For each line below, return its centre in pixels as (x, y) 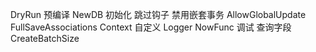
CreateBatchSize (45, 38)
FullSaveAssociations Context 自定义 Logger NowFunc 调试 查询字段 (151, 27)
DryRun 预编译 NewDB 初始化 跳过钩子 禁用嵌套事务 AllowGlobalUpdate (158, 14)
